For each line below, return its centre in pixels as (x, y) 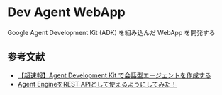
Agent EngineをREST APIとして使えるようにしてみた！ (97, 84)
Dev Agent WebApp (67, 12)
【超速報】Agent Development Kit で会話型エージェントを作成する (114, 75)
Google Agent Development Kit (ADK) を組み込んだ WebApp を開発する (111, 32)
